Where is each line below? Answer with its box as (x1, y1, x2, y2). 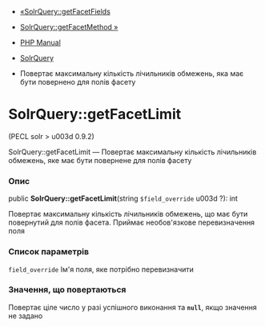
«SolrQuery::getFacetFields (19, 7, 110, 16)
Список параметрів (8, 246, 90, 257)
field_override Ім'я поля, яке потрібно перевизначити (8, 264, 195, 274)
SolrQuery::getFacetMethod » (19, 22, 118, 31)
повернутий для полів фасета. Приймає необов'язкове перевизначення (8, 217, 255, 227)
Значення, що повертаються (8, 284, 126, 295)
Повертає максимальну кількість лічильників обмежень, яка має (19, 69, 244, 78)
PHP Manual (19, 38, 62, 47)
